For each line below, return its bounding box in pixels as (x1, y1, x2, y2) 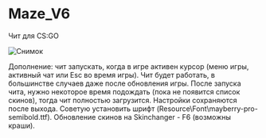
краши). (8, 121, 36, 130)
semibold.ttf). (8, 112, 53, 121)
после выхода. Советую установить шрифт (8, 104, 155, 113)
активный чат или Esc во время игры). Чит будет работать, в (8, 70, 215, 79)
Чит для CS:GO (8, 31, 60, 40)
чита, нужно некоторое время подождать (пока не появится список (8, 86, 241, 96)
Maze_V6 (8, 5, 70, 23)
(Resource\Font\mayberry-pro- (156, 104, 259, 113)
